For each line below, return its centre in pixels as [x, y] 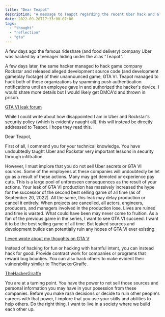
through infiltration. [25, 156]
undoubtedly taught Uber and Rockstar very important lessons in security [79, 151]
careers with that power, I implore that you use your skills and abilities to [78, 298]
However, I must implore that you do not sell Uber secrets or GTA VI [73, 166]
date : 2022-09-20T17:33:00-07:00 [39, 19]
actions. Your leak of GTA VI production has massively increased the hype [80, 187]
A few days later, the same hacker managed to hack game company [74, 66]
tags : [11, 23]
